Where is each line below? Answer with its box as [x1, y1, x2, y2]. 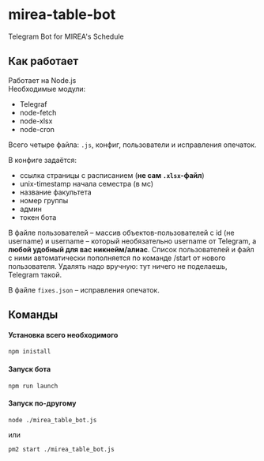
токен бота [19, 212, 57, 222]
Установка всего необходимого [8, 330, 119, 339]
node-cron [19, 124, 55, 134]
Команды [8, 308, 58, 322]
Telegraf [19, 99, 47, 108]
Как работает [8, 55, 79, 68]
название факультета [19, 187, 92, 197]
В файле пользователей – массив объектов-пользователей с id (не [8, 228, 235, 237]
